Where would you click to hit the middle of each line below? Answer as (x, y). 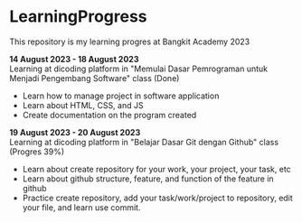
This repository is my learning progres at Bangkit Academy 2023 (130, 42)
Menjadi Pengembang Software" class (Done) (94, 78)
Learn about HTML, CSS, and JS (83, 105)
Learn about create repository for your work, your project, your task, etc (156, 169)
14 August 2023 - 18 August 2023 (74, 59)
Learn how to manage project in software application (121, 96)
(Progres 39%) (37, 152)
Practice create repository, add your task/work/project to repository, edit (158, 198)
